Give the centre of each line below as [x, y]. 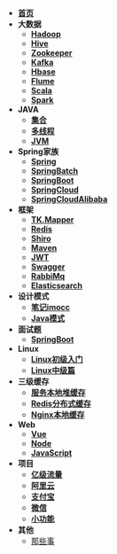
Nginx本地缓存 [58, 414]
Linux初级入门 [57, 359]
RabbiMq [48, 276]
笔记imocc [51, 307]
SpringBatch [55, 171]
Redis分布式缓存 [61, 403]
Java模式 [48, 318]
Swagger [48, 267]
